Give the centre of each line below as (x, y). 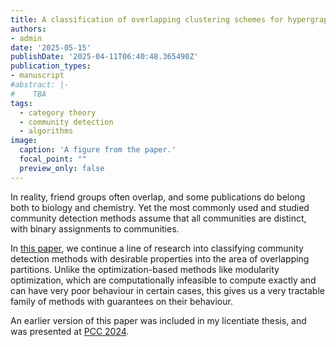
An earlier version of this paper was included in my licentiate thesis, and (158, 320)
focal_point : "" (53, 159)
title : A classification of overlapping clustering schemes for (147, 19)
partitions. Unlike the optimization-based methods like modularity (145, 269)
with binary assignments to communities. (95, 228)
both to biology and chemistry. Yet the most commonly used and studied (160, 207)
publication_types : (51, 66)
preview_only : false (62, 168)
